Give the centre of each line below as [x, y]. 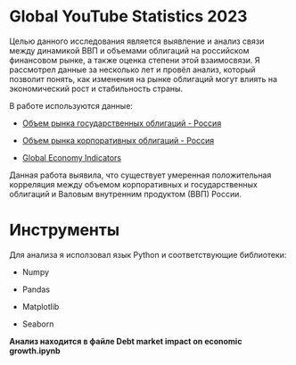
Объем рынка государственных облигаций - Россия [122, 123]
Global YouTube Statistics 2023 [128, 17]
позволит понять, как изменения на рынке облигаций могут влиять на [144, 79]
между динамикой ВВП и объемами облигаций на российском [129, 50]
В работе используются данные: [71, 105]
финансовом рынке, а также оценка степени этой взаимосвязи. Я [135, 60]
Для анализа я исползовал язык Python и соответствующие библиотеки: [148, 254]
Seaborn [38, 324]
